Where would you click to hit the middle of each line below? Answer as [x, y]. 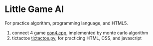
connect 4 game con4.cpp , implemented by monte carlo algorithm [80, 32]
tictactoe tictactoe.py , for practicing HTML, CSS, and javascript [77, 38]
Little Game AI [34, 9]
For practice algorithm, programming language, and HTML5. [66, 23]
